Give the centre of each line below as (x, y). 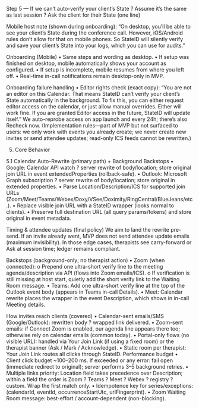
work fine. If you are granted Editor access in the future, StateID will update (98, 113)
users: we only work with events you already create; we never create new (96, 132)
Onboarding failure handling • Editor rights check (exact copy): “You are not (99, 88)
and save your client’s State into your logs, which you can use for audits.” (96, 45)
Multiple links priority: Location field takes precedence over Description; (94, 373)
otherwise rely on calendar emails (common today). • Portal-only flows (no (98, 335)
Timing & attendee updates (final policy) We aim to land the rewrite (88, 230)
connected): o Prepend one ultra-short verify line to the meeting (85, 267)
